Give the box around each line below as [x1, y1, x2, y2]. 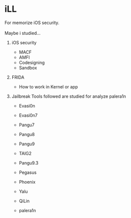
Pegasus [19, 169, 37, 175]
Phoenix [19, 179, 36, 185]
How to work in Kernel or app [19, 83, 78, 89]
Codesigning [19, 59, 45, 65]
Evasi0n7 [19, 112, 38, 118]
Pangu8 [19, 131, 35, 137]
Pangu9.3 [19, 160, 39, 165]
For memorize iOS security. [4, 20, 60, 26]
